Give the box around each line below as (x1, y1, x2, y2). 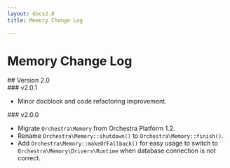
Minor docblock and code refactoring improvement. (17, 97, 167, 106)
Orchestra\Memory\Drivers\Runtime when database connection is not (17, 146, 216, 155)
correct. (17, 154, 41, 162)
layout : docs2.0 (7, 10, 55, 17)
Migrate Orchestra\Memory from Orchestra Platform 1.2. (17, 124, 175, 133)
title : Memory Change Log (7, 17, 83, 24)
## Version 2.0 (7, 76, 50, 85)
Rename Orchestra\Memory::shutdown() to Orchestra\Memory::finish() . (17, 132, 224, 140)
